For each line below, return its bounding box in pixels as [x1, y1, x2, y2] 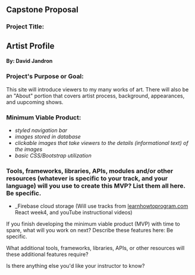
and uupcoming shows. [6, 98, 64, 106]
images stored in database [14, 133, 81, 140]
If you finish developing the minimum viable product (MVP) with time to [6, 220, 180, 227]
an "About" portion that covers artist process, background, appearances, [6, 92, 185, 99]
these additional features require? [6, 251, 89, 258]
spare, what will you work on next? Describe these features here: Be [6, 227, 174, 234]
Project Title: [6, 23, 45, 31]
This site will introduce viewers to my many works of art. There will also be [6, 86, 189, 93]
